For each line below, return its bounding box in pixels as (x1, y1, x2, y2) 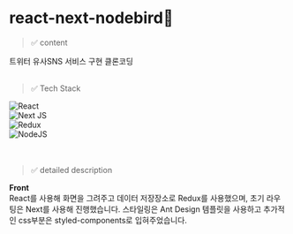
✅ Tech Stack (30, 83, 81, 94)
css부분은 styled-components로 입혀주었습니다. (18, 215, 188, 225)
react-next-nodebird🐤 (9, 8, 174, 28)
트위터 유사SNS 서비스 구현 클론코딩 (9, 56, 134, 66)
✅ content (30, 37, 68, 48)
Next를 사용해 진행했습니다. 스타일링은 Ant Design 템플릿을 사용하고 (25, 203, 262, 215)
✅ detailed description (30, 164, 113, 175)
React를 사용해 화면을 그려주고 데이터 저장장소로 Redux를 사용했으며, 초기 (9, 192, 265, 203)
